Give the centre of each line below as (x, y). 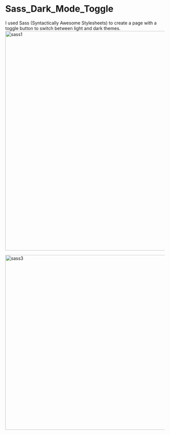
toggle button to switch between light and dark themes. (63, 28)
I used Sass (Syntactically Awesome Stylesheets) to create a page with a (81, 23)
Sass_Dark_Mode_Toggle (59, 9)
